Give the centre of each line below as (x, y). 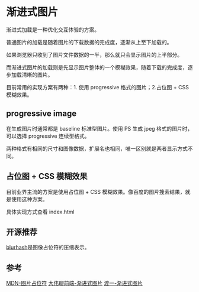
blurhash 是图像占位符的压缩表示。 (48, 247)
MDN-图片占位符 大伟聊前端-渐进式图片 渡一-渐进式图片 (75, 283)
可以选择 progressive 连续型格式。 (48, 136)
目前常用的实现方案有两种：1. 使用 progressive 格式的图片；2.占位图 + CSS (98, 87)
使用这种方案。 (29, 199)
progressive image (41, 114)
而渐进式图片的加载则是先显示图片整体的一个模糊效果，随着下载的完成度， (97, 67)
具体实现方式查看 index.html (41, 212)
